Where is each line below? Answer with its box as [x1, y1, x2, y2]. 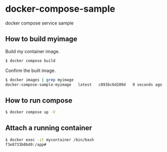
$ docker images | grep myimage [5, 77, 74, 82]
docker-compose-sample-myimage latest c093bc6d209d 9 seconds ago [5, 82, 162, 87]
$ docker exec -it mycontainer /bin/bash [5, 137, 94, 142]
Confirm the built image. [5, 67, 56, 73]
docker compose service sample [5, 20, 74, 26]
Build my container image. [5, 48, 60, 54]
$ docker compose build [5, 58, 56, 63]
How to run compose [5, 96, 73, 105]
